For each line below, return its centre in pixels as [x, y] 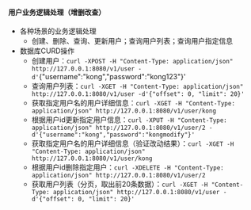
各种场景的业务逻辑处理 [58, 31]
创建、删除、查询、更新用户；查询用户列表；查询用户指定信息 [132, 41]
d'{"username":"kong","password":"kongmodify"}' [113, 135]
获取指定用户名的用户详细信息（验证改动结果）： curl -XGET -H [133, 143]
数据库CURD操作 [47, 51]
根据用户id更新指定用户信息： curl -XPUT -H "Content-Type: [129, 120]
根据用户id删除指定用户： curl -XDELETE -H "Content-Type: [127, 167]
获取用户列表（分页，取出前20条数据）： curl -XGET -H [120, 184]
